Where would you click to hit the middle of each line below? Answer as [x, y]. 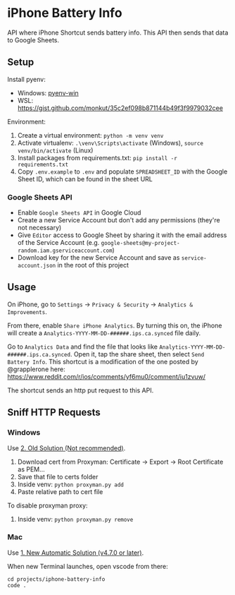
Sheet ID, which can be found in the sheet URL [85, 179]
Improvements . [27, 311]
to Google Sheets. [33, 40]
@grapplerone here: [36, 369]
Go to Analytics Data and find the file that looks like [83, 347]
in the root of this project [93, 265]
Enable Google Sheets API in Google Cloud [79, 212]
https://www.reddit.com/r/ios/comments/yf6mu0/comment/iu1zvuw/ [107, 376]
